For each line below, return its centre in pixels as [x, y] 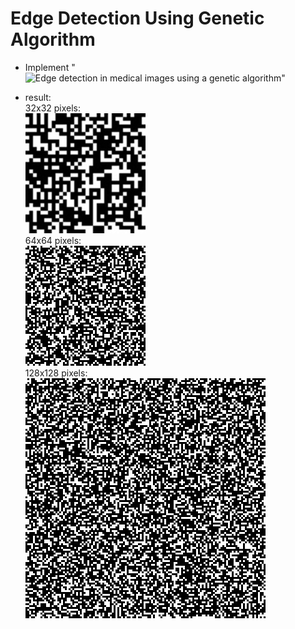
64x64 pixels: [53, 240]
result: [38, 97]
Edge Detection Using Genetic [137, 18]
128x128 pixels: [56, 373]
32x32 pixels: [53, 108]
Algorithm [53, 39]
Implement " [50, 67]
